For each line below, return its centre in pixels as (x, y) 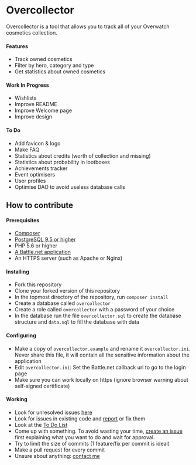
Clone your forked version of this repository (67, 291)
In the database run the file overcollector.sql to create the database (98, 316)
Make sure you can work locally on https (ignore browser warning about (101, 379)
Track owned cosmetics (43, 59)
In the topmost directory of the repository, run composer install (91, 297)
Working (17, 399)
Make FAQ (27, 150)
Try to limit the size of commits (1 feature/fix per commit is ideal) (92, 443)
